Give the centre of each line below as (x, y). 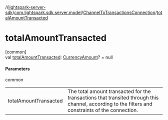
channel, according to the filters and (110, 104)
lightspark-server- (27, 7)
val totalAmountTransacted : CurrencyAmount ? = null (59, 57)
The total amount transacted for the (109, 91)
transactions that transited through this (113, 98)
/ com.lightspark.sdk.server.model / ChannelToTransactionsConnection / (85, 12)
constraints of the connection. (103, 110)
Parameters (17, 68)
